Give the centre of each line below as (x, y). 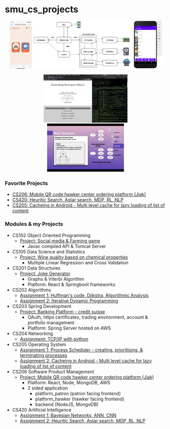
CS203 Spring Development (42, 306)
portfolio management (51, 322)
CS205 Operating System (39, 344)
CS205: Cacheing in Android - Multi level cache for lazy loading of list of (88, 205)
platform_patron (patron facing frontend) (78, 393)
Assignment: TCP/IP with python (54, 339)
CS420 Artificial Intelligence (42, 410)
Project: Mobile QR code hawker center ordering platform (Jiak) (87, 377)
